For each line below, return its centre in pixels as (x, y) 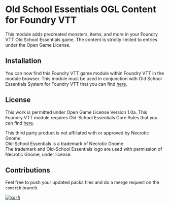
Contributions (28, 170)
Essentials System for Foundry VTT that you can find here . (66, 84)
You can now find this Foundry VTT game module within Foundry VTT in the (85, 73)
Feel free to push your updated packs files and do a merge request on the (82, 182)
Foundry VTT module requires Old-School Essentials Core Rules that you (81, 117)
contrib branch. (22, 188)
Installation (23, 61)
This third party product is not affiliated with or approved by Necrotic (77, 132)
